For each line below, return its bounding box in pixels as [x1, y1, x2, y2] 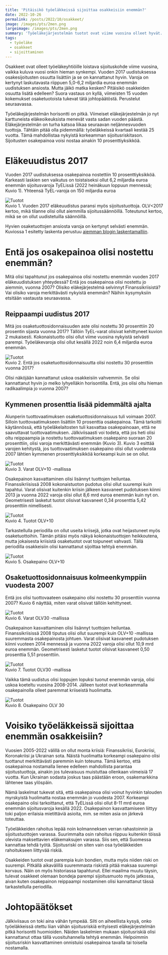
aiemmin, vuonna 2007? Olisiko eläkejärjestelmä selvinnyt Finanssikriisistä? [5, 284, 161, 290]
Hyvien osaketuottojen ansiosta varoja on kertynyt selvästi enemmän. [5, 223, 149, 229]
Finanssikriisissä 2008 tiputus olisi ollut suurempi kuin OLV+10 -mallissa [5, 630, 153, 636]
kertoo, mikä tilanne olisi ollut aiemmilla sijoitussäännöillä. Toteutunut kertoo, [5, 208, 163, 214]
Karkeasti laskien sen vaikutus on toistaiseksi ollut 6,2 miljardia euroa [5, 177, 148, 183]
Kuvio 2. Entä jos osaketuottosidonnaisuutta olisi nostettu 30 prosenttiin [5, 360, 153, 366]
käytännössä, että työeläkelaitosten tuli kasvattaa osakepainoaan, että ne [5, 424, 156, 430]
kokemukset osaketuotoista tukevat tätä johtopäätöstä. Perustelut [5, 95, 140, 101]
